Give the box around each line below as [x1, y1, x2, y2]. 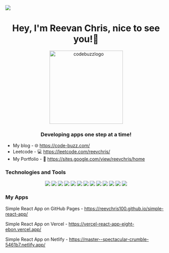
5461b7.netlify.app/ [5, 241, 46, 248]
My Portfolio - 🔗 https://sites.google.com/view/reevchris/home [12, 156, 145, 162]
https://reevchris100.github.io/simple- [84, 205, 164, 212]
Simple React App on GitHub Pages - [5, 205, 83, 212]
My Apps [5, 194, 29, 201]
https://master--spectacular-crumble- [69, 236, 149, 242]
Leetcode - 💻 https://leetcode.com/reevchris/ [12, 149, 110, 155]
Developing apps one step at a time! [40, 131, 132, 138]
